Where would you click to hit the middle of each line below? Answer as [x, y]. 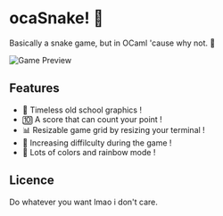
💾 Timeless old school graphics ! [82, 110]
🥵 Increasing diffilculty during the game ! [97, 143]
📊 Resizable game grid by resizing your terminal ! [113, 129]
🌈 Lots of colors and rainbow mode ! [89, 152]
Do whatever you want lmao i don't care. [83, 202]
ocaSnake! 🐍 [57, 18]
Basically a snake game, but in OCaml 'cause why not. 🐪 [112, 43]
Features [34, 88]
